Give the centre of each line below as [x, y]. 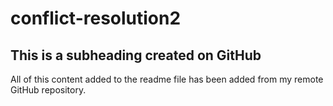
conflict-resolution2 [96, 18]
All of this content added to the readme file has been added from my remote [167, 79]
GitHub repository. [48, 90]
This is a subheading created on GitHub [136, 55]
